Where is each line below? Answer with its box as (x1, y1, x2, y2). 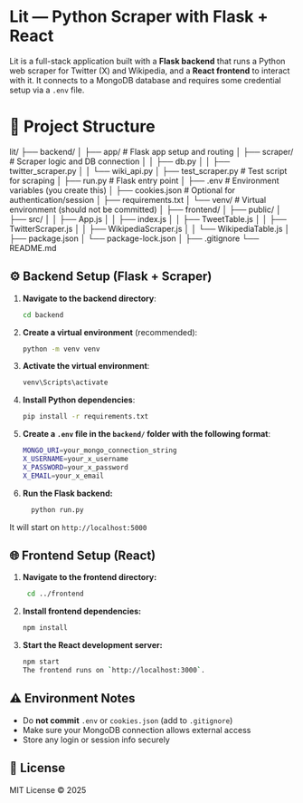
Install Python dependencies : (22, 394, 136, 405)
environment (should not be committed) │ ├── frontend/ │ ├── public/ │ (9, 204, 282, 215)
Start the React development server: (22, 640, 163, 651)
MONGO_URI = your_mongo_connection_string (22, 446, 177, 455)
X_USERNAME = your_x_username (22, 455, 128, 464)
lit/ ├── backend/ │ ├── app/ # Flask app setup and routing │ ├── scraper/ (9, 146, 294, 157)
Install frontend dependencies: (22, 605, 142, 617)
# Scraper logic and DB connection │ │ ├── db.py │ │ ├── (9, 156, 231, 167)
